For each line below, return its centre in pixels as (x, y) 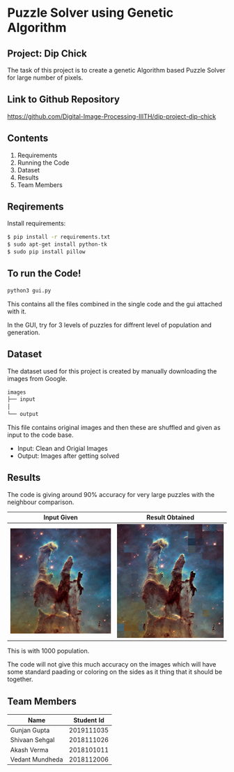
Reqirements (36, 207)
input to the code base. (40, 435)
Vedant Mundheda (37, 759)
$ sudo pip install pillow (46, 252)
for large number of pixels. (45, 77)
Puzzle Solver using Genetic (91, 13)
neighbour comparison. (41, 502)
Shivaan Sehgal (32, 740)
